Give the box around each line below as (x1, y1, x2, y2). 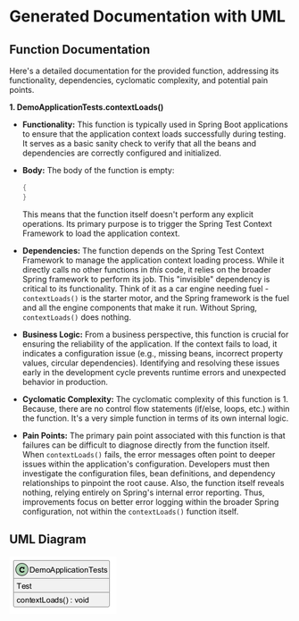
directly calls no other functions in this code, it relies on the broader (21, 264, 272, 274)
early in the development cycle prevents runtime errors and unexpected (21, 366, 287, 377)
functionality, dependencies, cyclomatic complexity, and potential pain (9, 75, 269, 86)
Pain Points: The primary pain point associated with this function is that (21, 430, 286, 441)
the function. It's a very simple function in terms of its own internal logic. (21, 413, 289, 424)
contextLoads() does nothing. (21, 311, 132, 323)
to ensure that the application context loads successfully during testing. (21, 129, 287, 139)
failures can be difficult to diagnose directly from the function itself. (21, 440, 270, 450)
